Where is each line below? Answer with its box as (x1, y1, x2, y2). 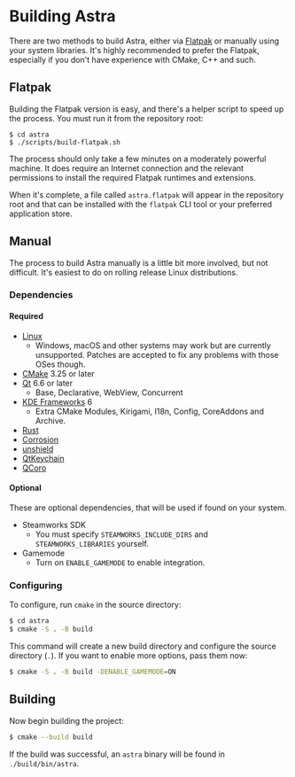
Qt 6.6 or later (21, 377, 74, 388)
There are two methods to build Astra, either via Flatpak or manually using (9, 35, 280, 46)
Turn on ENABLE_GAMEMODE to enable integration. (35, 556, 206, 568)
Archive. (35, 415, 66, 426)
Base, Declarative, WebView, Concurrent (35, 387, 183, 398)
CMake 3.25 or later (21, 368, 95, 378)
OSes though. (35, 359, 86, 369)
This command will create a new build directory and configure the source (9, 641, 276, 651)
